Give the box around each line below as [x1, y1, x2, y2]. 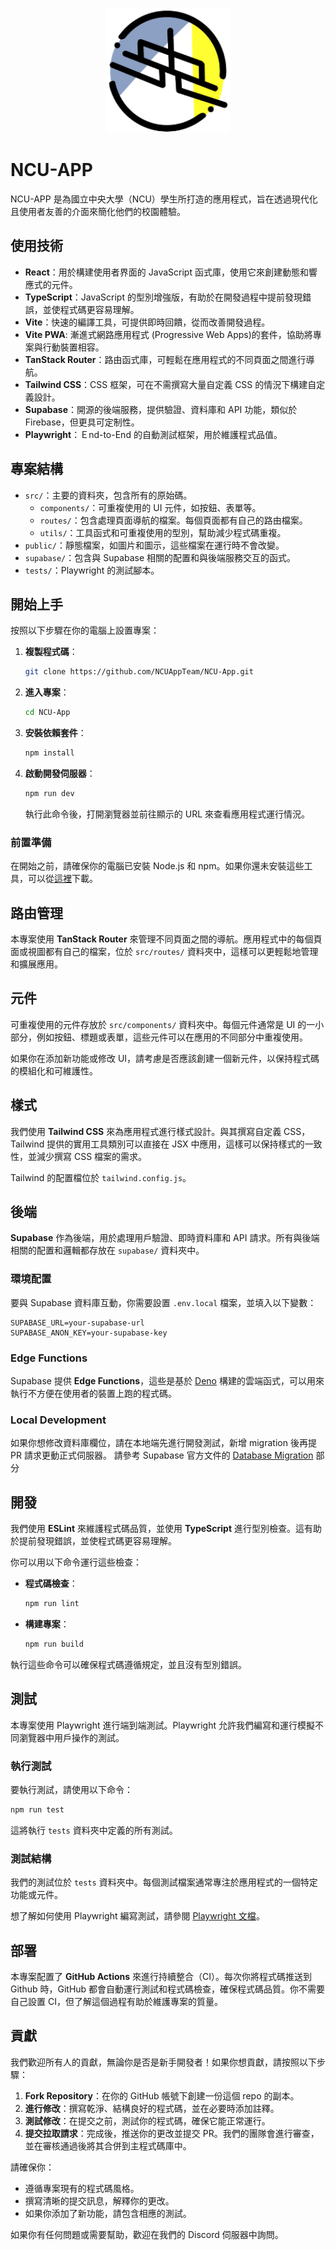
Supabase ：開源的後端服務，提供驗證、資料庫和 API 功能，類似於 [24, 403, 298, 415]
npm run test [10, 1804, 65, 1815]
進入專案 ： [24, 686, 70, 698]
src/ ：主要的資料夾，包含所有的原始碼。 [24, 489, 193, 501]
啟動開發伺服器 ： [24, 768, 96, 779]
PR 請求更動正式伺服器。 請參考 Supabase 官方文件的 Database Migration [10, 1449, 314, 1462]
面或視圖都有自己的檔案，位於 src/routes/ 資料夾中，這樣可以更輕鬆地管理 [10, 945, 319, 957]
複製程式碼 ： [24, 646, 78, 658]
